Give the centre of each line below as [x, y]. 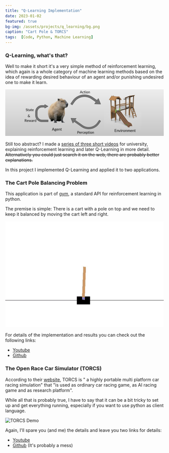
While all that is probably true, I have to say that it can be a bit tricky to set [82, 400]
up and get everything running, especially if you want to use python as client [84, 405]
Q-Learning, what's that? [36, 55]
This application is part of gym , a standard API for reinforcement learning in [83, 194]
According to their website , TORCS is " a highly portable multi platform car [82, 380]
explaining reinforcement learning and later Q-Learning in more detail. [77, 149]
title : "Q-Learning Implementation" [44, 11]
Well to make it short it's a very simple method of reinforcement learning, [81, 66]
